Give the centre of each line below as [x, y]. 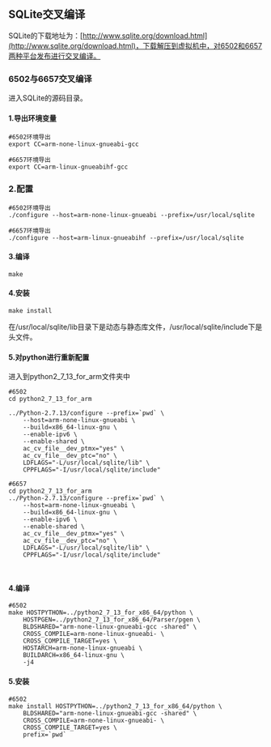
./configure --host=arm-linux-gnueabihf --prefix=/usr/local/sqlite [126, 237]
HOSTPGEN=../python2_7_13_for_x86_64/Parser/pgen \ [112, 620]
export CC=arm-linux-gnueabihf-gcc [68, 167]
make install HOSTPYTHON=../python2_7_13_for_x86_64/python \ [115, 706]
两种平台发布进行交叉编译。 [55, 56]
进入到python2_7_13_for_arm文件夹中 [70, 377]
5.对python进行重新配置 [49, 357]
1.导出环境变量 [32, 118]
